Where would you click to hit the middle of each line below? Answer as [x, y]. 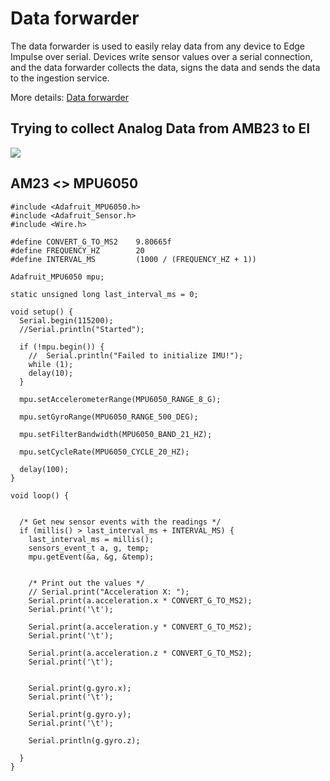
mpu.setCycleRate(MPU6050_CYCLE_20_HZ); [104, 452]
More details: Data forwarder [69, 97]
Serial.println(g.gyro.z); [84, 740]
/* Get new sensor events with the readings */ [120, 522]
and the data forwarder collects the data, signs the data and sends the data [165, 67]
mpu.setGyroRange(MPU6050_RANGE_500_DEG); [109, 417]
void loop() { [40, 495]
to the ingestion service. [60, 78]
